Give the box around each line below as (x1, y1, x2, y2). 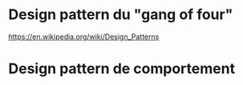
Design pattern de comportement (8, 60, 235, 78)
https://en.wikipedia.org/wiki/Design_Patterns (8, 32, 160, 41)
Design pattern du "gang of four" (8, 6, 233, 24)
